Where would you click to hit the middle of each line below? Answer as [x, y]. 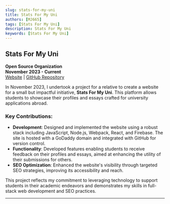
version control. [29, 144]
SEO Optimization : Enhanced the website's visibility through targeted [85, 165]
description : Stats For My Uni [38, 29]
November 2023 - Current [33, 72]
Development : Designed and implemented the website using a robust [85, 127]
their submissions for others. [42, 160]
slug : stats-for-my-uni [30, 10]
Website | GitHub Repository [35, 77]
